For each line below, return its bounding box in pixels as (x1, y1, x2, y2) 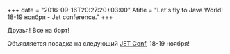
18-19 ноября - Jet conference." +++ (7, 13, 113, 21)
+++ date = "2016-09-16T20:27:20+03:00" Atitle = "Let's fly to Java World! (7, 6, 224, 14)
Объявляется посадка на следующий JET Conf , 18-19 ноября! (7, 40, 190, 47)
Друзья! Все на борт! (7, 27, 69, 34)
